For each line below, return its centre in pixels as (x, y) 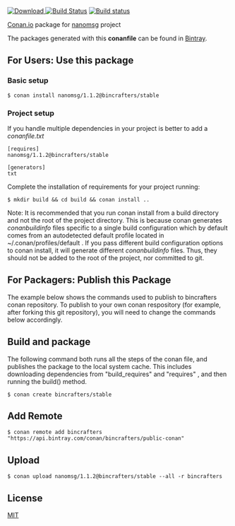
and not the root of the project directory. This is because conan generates (115, 220)
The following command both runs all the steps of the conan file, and (108, 359)
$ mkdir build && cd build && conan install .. (79, 199)
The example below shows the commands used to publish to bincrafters (112, 297)
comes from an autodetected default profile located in (86, 235)
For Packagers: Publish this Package (89, 280)
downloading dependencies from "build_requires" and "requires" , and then (117, 374)
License (25, 498)
